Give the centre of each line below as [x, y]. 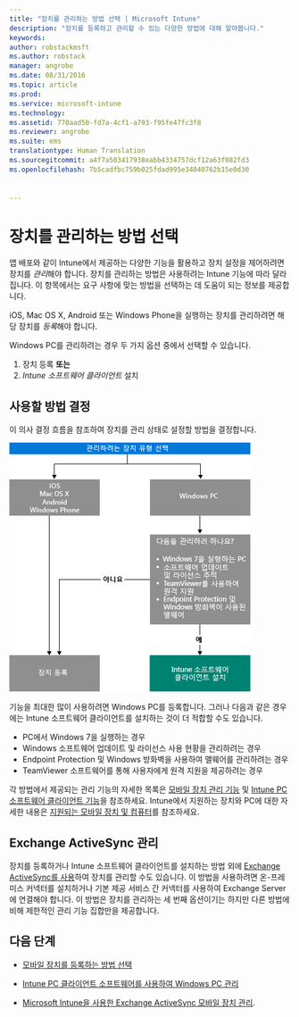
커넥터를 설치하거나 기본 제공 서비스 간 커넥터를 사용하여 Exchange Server [156, 888]
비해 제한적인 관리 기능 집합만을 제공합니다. [84, 910]
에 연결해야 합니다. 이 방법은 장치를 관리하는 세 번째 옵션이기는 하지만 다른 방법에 [149, 899]
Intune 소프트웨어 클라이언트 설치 [80, 376]
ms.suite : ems [36, 142]
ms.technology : [37, 113]
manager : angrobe [42, 66]
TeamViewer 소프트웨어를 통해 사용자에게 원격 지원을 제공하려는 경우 [142, 771]
